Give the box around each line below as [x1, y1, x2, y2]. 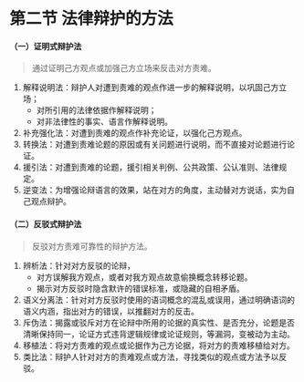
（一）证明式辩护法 [9, 40, 82, 51]
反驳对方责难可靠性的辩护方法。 [31, 241, 152, 252]
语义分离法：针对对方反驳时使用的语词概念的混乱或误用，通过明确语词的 [22, 294, 295, 305]
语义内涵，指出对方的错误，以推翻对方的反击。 [22, 305, 199, 316]
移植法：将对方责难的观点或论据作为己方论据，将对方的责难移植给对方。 [22, 339, 295, 351]
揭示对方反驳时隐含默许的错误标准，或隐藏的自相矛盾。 [36, 283, 245, 294]
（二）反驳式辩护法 [9, 218, 82, 229]
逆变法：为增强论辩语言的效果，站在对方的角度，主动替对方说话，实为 [22, 184, 288, 196]
